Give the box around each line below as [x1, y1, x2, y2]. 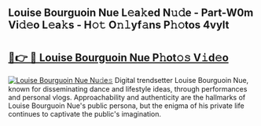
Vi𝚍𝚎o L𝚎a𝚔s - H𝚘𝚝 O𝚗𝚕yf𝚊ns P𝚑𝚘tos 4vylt [8, 19, 230, 32]
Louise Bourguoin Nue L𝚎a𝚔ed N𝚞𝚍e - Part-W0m [8, 6, 254, 20]
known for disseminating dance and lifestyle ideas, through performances [8, 85, 248, 93]
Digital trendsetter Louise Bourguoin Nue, [114, 76, 249, 85]
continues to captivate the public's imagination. [8, 110, 161, 118]
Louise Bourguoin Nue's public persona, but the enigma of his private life [8, 101, 245, 110]
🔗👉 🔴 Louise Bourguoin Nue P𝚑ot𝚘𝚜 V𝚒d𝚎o [8, 51, 230, 64]
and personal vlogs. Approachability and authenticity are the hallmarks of [8, 93, 246, 102]
